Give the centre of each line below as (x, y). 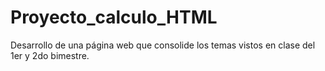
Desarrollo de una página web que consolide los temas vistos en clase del (163, 45)
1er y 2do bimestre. (50, 55)
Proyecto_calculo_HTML (114, 17)
